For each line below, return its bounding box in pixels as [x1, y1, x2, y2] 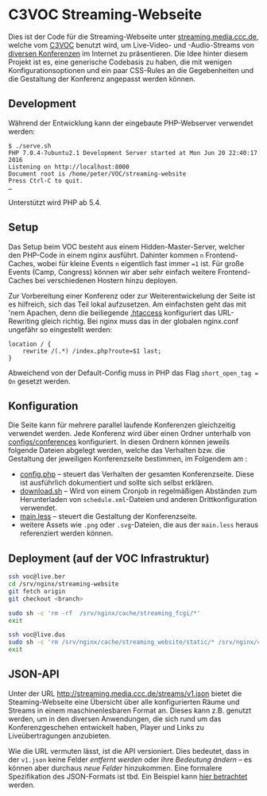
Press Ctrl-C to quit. [8, 176, 83, 184]
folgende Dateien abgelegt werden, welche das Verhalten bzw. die [8, 446, 226, 455]
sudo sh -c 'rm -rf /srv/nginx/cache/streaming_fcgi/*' [8, 609, 201, 617]
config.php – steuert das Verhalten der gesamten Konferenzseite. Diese [19, 469, 254, 479]
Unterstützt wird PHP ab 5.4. [8, 197, 102, 207]
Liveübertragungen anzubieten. [8, 731, 111, 740]
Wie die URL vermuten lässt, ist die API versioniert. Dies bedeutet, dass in [8, 746, 250, 755]
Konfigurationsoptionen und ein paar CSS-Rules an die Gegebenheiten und [8, 65, 254, 75]
